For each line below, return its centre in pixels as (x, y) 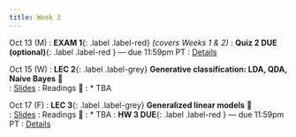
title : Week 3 (35, 17)
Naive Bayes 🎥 (36, 78)
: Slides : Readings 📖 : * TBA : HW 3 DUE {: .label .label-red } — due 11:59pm (147, 114)
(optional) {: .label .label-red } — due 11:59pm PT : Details (113, 52)
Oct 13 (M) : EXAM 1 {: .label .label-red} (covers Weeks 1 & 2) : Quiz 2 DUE (143, 42)
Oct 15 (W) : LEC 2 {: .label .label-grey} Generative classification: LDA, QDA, (148, 69)
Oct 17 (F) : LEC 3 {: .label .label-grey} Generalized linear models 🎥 (131, 105)
